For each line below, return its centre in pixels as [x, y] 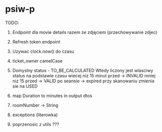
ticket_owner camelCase [37, 61]
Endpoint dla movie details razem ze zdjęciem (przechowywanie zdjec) [85, 32]
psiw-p [20, 9]
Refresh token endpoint [36, 42]
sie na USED [25, 86]
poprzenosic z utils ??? [36, 124]
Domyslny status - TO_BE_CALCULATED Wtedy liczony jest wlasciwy [83, 70]
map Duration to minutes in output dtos [52, 96]
